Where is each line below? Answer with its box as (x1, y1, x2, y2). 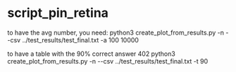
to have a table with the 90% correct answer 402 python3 (7, 49, 176, 58)
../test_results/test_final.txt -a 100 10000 (22, 35, 139, 44)
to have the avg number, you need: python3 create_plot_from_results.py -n (7, 28, 224, 37)
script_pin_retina (7, 5, 109, 21)
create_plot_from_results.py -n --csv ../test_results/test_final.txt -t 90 (7, 56, 209, 65)
